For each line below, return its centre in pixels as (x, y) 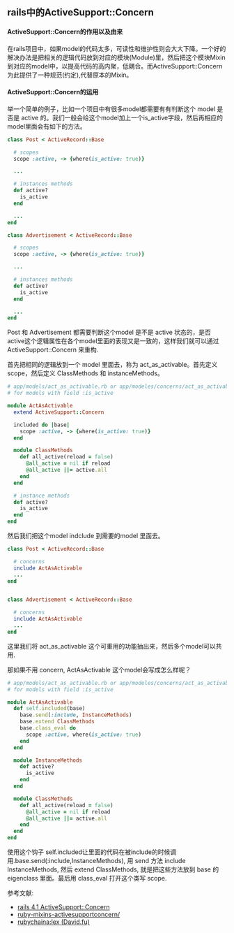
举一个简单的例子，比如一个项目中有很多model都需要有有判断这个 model (111, 109)
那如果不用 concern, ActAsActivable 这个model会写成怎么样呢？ (99, 670)
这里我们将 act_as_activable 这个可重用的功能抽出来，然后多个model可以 (111, 646)
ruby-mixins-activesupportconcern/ (69, 915)
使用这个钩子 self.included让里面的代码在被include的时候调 (92, 852)
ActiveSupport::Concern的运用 (53, 92)
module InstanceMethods (48, 760)
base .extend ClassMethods (57, 722)
